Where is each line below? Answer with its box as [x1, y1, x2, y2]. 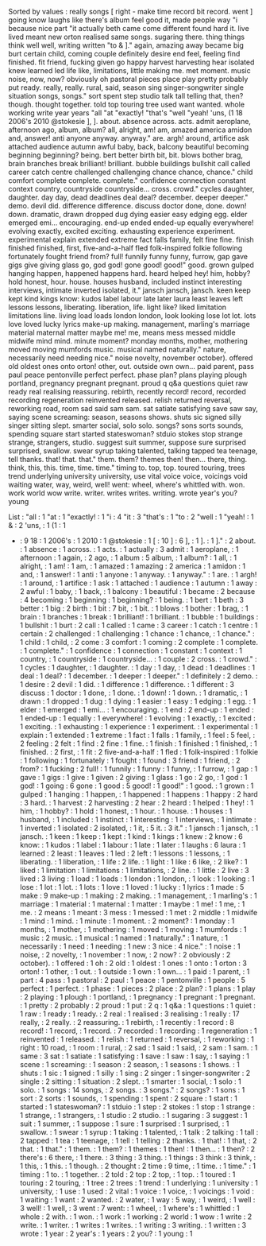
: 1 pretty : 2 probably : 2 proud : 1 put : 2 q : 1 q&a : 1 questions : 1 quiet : [19, 1001, 256, 1010]
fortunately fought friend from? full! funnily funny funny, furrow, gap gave [8, 252, 249, 261]
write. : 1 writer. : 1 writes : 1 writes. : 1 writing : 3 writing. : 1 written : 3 [19, 1221, 247, 1229]
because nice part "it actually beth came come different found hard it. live [8, 24, 250, 33]
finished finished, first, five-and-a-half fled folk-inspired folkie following [8, 243, 243, 253]
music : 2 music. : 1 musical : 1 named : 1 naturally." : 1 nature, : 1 [19, 934, 229, 942]
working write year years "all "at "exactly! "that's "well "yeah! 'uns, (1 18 [8, 108, 244, 118]
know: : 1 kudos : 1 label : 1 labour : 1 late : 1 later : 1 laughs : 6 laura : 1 [19, 840, 246, 849]
